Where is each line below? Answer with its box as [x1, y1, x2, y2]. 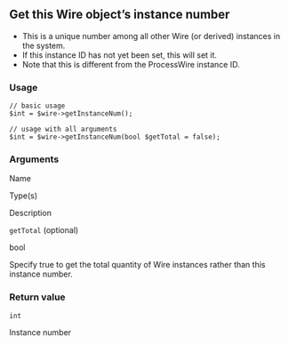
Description [9, 208, 52, 219]
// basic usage [9, 101, 66, 110]
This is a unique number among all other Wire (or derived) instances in [21, 30, 281, 41]
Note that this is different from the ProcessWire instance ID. [21, 59, 240, 69]
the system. [21, 40, 66, 51]
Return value [9, 291, 66, 303]
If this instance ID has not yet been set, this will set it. [21, 49, 218, 60]
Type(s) [9, 190, 38, 201]
